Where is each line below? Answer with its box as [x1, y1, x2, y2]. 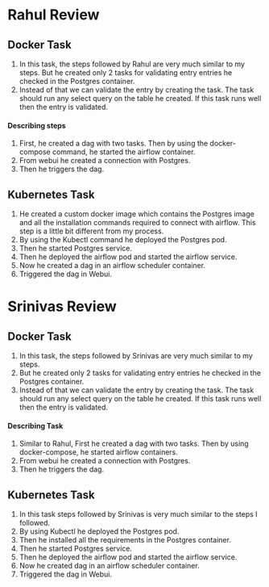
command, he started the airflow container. [52, 147, 196, 157]
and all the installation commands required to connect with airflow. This [19, 218, 256, 228]
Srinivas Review [7, 297, 118, 316]
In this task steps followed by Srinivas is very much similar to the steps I [19, 509, 259, 519]
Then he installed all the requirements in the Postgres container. [19, 535, 231, 545]
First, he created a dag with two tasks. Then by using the [19, 139, 209, 149]
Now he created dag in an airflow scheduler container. [19, 561, 200, 571]
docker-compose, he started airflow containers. [19, 447, 179, 457]
